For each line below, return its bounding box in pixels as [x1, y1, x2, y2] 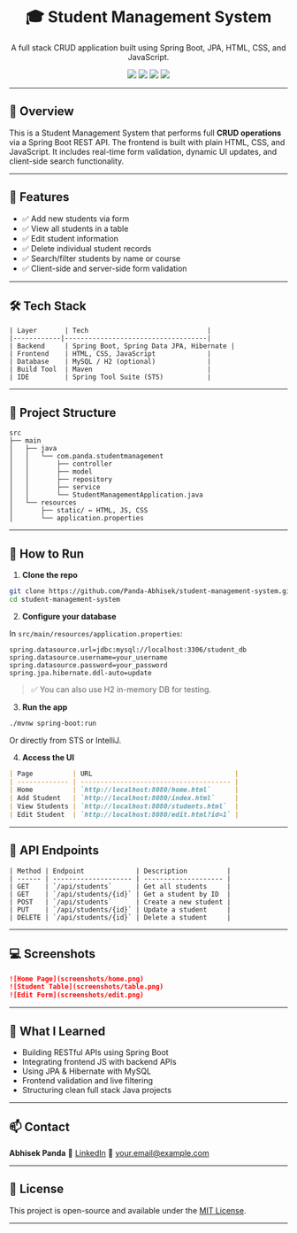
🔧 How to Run [9, 546, 85, 561]
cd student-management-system [9, 595, 121, 604]
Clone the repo [21, 570, 78, 580]
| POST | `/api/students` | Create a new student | [9, 898, 232, 906]
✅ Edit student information [21, 233, 119, 243]
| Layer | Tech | [9, 327, 212, 335]
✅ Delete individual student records [21, 243, 152, 253]
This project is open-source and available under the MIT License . [9, 1205, 247, 1215]
